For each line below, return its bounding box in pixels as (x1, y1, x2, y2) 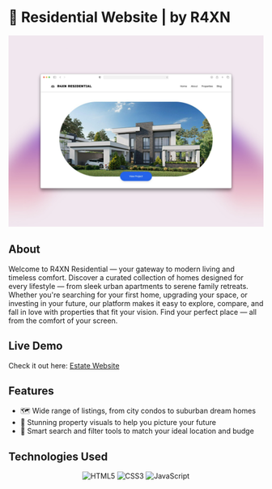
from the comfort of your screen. (8, 316, 118, 325)
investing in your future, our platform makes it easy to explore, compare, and (8, 298, 264, 308)
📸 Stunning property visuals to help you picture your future (19, 418, 217, 427)
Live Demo (8, 339, 63, 353)
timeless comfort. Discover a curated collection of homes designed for (8, 272, 244, 283)
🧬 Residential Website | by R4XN (8, 8, 231, 27)
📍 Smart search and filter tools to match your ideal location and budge (19, 426, 255, 436)
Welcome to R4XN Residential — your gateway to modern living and (8, 264, 235, 274)
